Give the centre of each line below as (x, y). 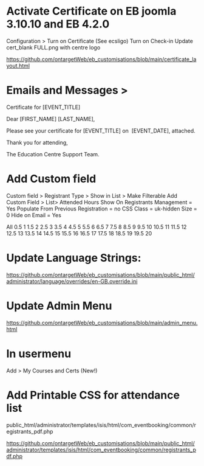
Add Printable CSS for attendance (93, 395)
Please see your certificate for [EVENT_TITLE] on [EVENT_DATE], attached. (101, 130)
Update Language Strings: (74, 258)
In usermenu (39, 353)
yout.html (18, 66)
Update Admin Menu (59, 306)
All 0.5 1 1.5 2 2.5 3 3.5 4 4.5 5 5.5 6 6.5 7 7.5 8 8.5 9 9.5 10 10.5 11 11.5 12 (97, 227)
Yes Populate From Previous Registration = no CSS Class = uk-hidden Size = (102, 209)
